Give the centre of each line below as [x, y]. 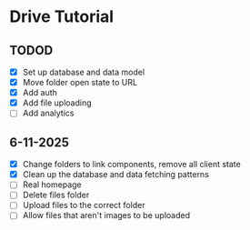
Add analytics [48, 113]
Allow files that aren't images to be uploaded [106, 215]
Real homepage [52, 185]
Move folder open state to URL [80, 83]
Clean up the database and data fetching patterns [115, 175]
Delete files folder [56, 195]
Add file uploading [57, 103]
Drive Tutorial [62, 17]
